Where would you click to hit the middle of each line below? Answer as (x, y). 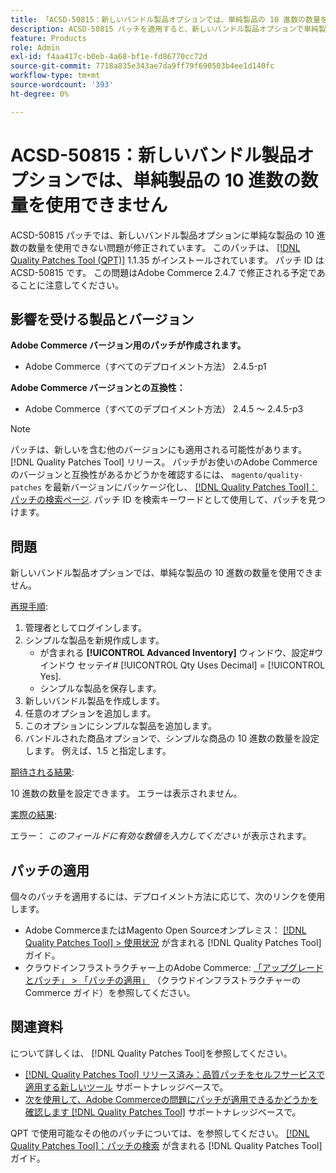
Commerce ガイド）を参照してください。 (110, 992)
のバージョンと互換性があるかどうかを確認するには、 (120, 475)
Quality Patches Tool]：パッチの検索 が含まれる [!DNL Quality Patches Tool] (166, 1145)
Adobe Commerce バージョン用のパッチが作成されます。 (128, 345)
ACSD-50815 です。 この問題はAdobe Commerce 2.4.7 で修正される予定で (163, 272)
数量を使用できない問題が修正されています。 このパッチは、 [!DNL (164, 247)
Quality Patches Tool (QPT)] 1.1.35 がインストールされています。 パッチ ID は (167, 260)
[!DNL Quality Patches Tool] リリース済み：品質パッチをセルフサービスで (175, 1074)
